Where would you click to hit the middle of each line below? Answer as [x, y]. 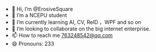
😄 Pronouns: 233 [33, 44]
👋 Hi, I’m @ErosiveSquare [42, 9]
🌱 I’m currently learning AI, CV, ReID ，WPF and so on [76, 22]
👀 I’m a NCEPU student [39, 15]
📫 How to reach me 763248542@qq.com [62, 35]
